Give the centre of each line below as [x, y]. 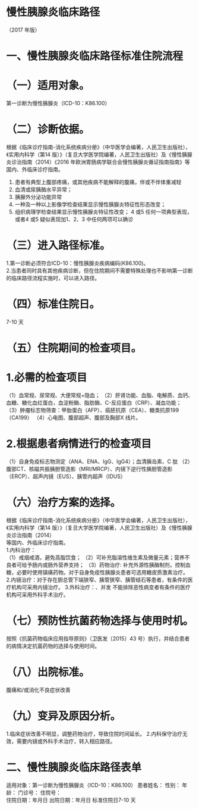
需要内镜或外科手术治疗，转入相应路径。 [66, 741]
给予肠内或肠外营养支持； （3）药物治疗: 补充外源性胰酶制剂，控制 [104, 565]
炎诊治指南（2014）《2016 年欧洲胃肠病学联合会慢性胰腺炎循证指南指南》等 [98, 162]
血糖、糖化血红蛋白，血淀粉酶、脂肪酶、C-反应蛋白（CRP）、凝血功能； [94, 403]
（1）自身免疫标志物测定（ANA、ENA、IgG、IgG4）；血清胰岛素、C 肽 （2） [99, 461]
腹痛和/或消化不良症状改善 [39, 690]
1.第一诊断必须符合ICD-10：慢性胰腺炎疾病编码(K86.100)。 [78, 263]
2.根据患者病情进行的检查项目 [79, 444]
